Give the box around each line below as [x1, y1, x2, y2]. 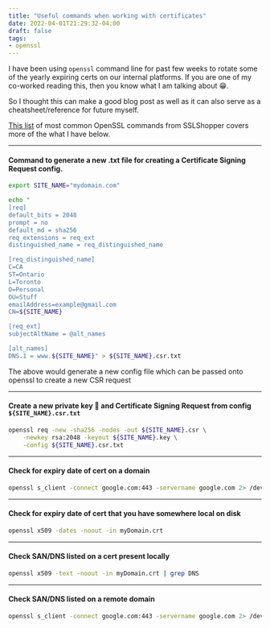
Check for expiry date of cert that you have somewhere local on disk [8, 509, 241, 519]
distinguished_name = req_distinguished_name [8, 241, 163, 250]
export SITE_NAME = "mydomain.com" [8, 182, 121, 190]
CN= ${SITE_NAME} [8, 308, 63, 316]
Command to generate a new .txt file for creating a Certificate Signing [8, 155, 247, 165]
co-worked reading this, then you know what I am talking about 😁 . [8, 81, 229, 91]
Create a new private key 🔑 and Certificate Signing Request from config [8, 401, 252, 411]
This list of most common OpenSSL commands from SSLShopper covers [8, 121, 249, 130]
